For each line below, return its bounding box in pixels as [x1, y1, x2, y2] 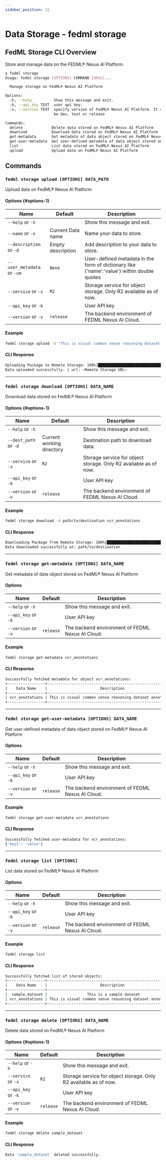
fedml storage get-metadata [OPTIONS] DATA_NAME [5, 561, 124, 567]
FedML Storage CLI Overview [5, 48, 97, 57]
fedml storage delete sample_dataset [5, 1131, 83, 1136]
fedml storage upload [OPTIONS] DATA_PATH [5, 176, 109, 182]
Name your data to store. [84, 230, 142, 237]
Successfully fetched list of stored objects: [5, 974, 103, 979]
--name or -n [7, 230, 36, 237]
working [41, 440, 61, 447]
